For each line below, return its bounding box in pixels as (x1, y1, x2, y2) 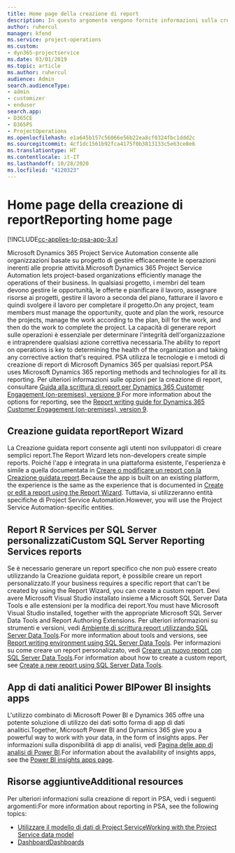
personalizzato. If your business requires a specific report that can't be (7, 579, 210, 587)
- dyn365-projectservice (7, 50, 80, 57)
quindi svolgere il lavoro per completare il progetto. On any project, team (7, 301, 215, 309)
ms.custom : (7, 43, 39, 50)
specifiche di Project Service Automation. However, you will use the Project (7, 496, 222, 505)
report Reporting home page (7, 212, 173, 228)
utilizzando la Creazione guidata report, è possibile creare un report (7, 572, 203, 580)
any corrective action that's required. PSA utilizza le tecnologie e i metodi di (7, 353, 225, 361)
